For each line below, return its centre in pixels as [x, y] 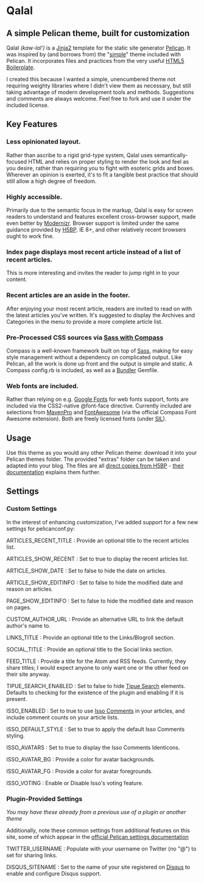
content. [17, 279]
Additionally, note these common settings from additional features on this [98, 830]
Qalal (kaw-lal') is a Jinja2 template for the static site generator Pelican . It [98, 48]
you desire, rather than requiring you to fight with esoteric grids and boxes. [100, 168]
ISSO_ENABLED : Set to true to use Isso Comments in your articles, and [96, 711]
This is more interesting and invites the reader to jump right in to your [93, 273]
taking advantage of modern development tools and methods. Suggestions [100, 92]
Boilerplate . [21, 67]
